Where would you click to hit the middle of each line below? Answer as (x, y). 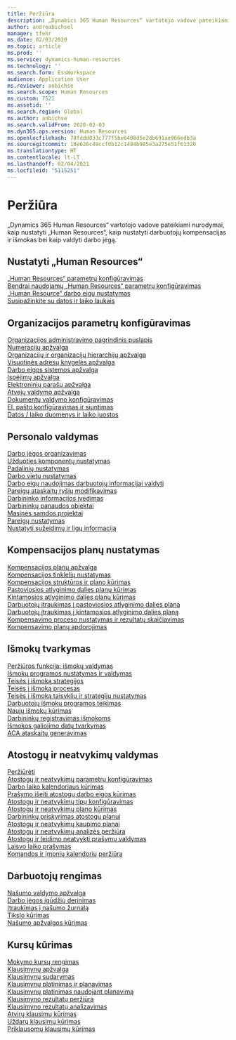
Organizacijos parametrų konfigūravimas (99, 323)
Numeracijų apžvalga (38, 348)
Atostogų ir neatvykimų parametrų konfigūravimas (80, 779)
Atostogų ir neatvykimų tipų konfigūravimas (70, 802)
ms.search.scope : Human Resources (58, 92)
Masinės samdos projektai (45, 513)
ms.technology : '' (34, 66)
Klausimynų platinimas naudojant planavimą (71, 992)
